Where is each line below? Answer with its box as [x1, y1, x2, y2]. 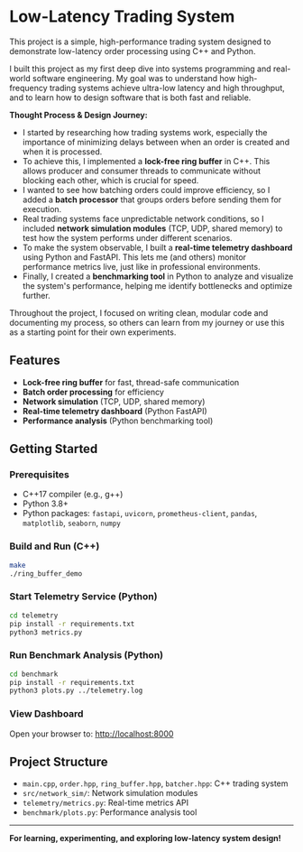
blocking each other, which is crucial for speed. [22, 174, 199, 186]
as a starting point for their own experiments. [9, 327, 177, 338]
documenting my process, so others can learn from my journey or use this [9, 317, 285, 328]
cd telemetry [9, 611, 59, 620]
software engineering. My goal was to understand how [32, 72, 236, 83]
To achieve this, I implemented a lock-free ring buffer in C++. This [22, 155, 271, 166]
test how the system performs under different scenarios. [22, 232, 233, 243]
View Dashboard [9, 708, 84, 720]
